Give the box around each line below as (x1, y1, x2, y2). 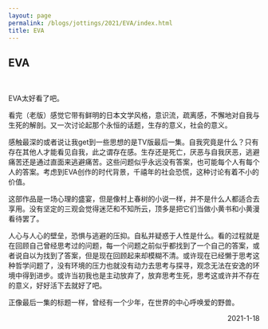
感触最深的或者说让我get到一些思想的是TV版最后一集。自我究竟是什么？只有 (8, 137, 259, 147)
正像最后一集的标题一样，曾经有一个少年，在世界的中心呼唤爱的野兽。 (8, 298, 239, 307)
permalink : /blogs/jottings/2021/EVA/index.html (8, 19, 173, 27)
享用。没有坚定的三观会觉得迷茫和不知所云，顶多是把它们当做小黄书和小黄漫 (8, 204, 260, 213)
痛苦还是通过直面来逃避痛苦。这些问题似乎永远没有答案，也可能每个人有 (8, 157, 246, 167)
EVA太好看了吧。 (8, 93, 64, 104)
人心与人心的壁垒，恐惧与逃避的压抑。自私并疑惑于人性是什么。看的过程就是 (8, 231, 260, 241)
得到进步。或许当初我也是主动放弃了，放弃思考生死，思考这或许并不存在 (22, 271, 260, 280)
